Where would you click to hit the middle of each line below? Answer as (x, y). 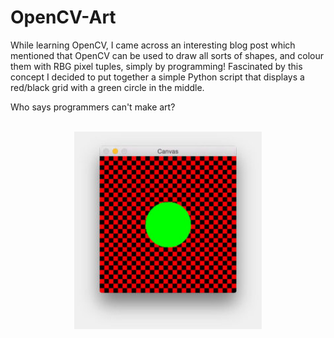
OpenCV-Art (63, 17)
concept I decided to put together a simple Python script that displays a (157, 77)
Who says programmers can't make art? (93, 107)
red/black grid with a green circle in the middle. (107, 87)
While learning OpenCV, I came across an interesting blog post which (153, 45)
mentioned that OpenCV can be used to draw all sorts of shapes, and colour (167, 55)
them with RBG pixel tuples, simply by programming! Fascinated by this (156, 66)
